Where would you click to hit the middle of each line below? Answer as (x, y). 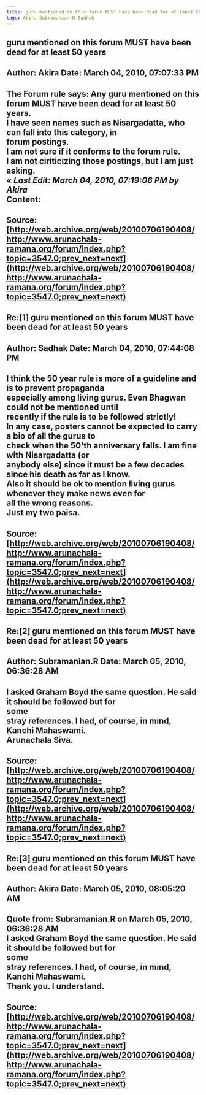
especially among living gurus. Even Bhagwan (96, 398)
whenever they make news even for (76, 494)
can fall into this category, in (62, 132)
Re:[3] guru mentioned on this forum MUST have (101, 859)
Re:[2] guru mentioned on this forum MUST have (101, 632)
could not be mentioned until (62, 408)
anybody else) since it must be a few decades (96, 465)
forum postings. (38, 142)
